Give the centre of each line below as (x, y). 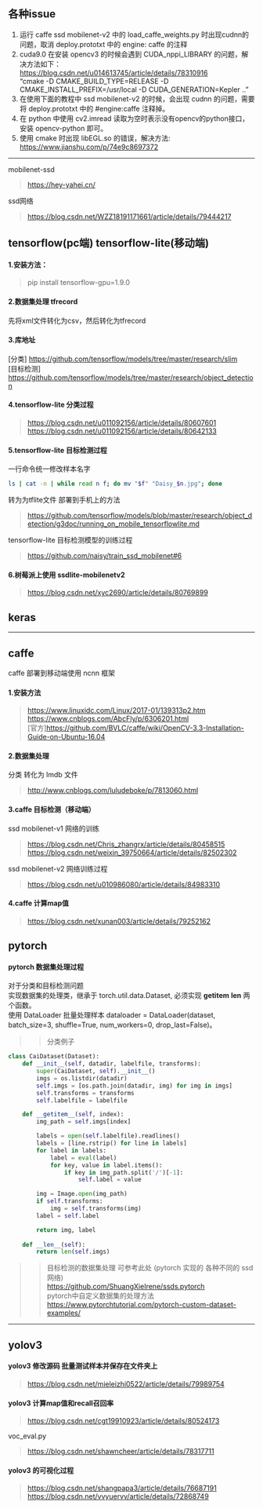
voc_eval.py (27, 1436)
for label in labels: (72, 1150)
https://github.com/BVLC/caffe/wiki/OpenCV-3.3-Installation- (146, 728)
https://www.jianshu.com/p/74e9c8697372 (89, 147)
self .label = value (110, 1180)
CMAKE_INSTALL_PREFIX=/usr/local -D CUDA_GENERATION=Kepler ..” (134, 90)
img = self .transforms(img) (96, 1209)
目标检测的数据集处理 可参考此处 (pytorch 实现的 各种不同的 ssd (150, 1268)
